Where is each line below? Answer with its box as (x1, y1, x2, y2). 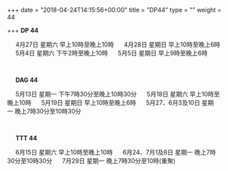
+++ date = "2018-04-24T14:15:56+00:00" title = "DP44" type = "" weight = (7, 6, 222, 14)
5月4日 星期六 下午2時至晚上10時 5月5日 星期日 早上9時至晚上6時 (15, 49, 208, 57)
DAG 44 (15, 76, 38, 84)
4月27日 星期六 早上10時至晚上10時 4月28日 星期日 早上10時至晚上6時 (15, 40, 220, 49)
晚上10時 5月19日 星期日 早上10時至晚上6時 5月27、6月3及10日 (7, 98, 201, 107)
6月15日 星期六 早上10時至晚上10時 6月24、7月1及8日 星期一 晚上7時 (15, 148, 216, 156)
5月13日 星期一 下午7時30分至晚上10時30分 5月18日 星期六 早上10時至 (15, 90, 220, 98)
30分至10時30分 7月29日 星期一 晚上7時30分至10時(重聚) (7, 157, 176, 165)
